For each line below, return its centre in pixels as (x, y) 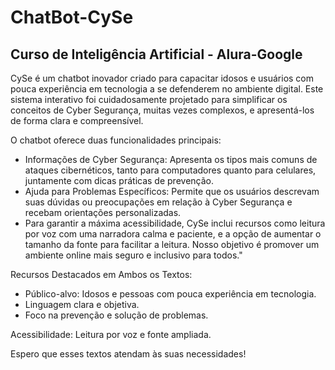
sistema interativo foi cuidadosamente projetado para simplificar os (149, 99)
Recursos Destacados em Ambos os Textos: (101, 274)
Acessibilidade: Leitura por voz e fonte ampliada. (111, 334)
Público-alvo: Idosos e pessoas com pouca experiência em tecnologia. (170, 294)
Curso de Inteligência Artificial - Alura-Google (156, 54)
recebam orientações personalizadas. (103, 212)
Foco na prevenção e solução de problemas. (116, 315)
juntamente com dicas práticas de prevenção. (119, 180)
